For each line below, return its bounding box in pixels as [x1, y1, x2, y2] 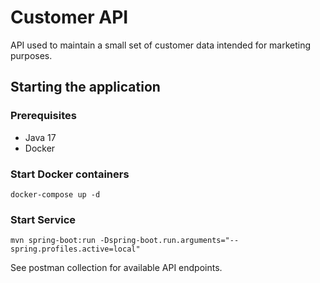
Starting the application [10, 79, 161, 96]
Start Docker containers [10, 167, 130, 181]
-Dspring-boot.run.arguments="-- [99, 236, 240, 246]
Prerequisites [10, 109, 77, 123]
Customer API [10, 6, 129, 29]
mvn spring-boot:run [10, 236, 97, 246]
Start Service [10, 212, 77, 226]
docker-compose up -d [10, 189, 101, 200]
